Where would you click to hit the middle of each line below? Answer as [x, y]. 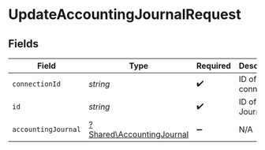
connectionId [37, 84]
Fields [24, 44]
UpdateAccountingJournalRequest [125, 15]
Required [213, 66]
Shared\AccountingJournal [139, 134]
